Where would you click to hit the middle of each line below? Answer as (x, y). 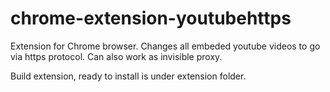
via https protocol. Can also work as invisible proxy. (116, 56)
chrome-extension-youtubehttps (151, 18)
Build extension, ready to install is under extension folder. (128, 76)
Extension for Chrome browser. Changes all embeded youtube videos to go (165, 46)
